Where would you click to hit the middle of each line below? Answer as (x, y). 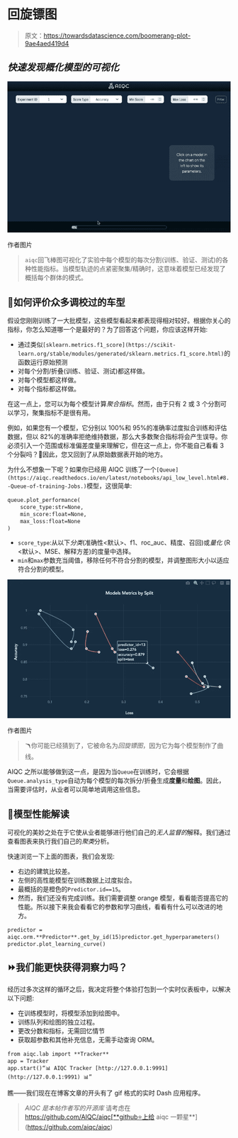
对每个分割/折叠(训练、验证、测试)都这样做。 (83, 371)
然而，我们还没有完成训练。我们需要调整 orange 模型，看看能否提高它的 (123, 898)
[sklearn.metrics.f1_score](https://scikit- (109, 345)
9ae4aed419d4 (47, 43)
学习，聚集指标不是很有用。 (53, 413)
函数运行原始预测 (42, 362)
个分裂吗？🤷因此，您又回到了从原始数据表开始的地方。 (87, 454)
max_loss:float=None (50, 522)
